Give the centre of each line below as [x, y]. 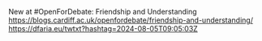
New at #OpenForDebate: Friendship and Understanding [103, 12]
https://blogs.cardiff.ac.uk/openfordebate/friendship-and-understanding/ [131, 20]
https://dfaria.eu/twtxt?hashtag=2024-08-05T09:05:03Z [103, 29]
